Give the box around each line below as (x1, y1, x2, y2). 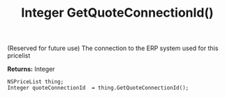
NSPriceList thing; (7, 79, 64, 85)
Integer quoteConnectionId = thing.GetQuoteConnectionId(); (7, 85, 189, 92)
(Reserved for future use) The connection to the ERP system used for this (7, 44, 219, 53)
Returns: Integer (7, 65, 55, 74)
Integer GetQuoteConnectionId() (20, 5, 215, 21)
